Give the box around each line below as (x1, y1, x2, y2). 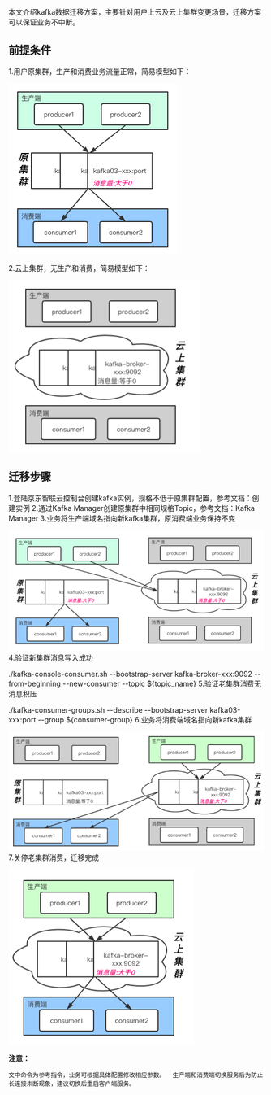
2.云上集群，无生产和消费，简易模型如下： (8, 263, 150, 273)
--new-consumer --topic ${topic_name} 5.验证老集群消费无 (62, 678, 262, 689)
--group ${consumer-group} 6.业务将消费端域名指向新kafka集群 (37, 715, 252, 725)
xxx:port (8, 715, 37, 725)
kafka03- (209, 705, 241, 715)
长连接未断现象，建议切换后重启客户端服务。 (8, 1080, 135, 1088)
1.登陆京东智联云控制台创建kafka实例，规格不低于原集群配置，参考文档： (8, 493, 252, 503)
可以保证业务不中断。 (8, 17, 80, 27)
